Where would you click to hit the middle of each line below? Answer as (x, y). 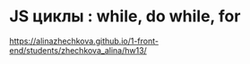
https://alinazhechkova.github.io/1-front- (84, 41)
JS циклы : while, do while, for (125, 16)
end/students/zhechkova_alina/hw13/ (78, 50)
